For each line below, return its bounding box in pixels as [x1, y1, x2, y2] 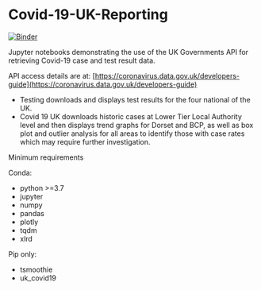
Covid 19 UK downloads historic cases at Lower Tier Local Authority [19, 111, 242, 121]
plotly [19, 217, 39, 226]
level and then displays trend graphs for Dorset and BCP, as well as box [19, 120, 254, 130]
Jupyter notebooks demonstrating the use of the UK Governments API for [8, 47, 248, 56]
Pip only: [8, 249, 37, 259]
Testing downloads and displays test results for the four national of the [19, 95, 251, 104]
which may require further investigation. [19, 137, 151, 146]
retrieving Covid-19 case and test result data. [8, 56, 156, 65]
